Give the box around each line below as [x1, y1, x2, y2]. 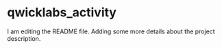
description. [7, 34, 41, 42]
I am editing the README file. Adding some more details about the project [7, 27, 215, 35]
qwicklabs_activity [7, 5, 116, 20]
